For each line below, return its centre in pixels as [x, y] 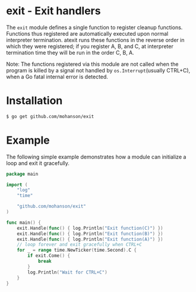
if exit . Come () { [49, 256]
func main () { [24, 223]
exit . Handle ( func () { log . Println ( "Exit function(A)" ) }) [90, 239]
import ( [17, 185]
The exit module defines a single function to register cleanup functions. [94, 27]
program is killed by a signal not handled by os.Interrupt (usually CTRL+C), [98, 70]
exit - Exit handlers [53, 11]
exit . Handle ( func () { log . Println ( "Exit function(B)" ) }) [90, 234]
